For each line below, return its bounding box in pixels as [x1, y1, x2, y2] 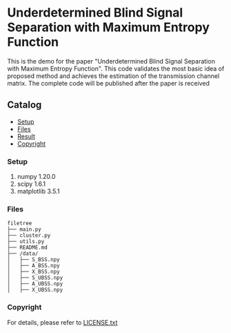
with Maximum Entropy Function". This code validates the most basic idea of [7, 64, 225, 73]
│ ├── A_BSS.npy [7, 263, 60, 269]
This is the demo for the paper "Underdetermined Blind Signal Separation [7, 57, 215, 65]
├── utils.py [7, 238, 45, 245]
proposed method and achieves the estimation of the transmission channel [7, 71, 220, 80]
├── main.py [7, 226, 41, 233]
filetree [7, 220, 32, 227]
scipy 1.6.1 [17, 180, 46, 188]
